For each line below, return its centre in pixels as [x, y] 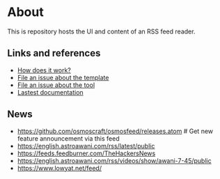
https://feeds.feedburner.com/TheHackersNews [86, 153]
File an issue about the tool [56, 85]
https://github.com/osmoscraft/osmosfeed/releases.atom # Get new [115, 131]
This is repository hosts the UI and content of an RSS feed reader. [101, 31]
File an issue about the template [63, 77]
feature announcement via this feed [68, 138]
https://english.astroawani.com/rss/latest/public [86, 146]
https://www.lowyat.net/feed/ [60, 168]
